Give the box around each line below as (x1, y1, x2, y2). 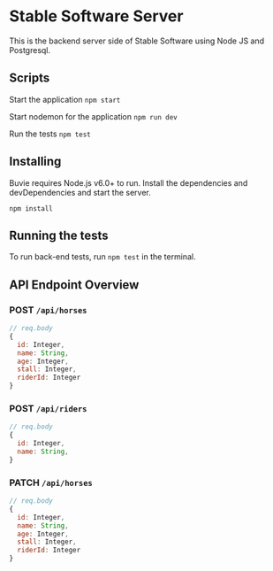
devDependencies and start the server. (9, 187, 152, 197)
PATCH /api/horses (9, 476, 93, 489)
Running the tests (9, 228, 109, 243)
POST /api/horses (9, 304, 87, 316)
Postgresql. (9, 44, 51, 55)
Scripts (9, 71, 50, 86)
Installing (9, 154, 62, 169)
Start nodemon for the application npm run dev (9, 111, 178, 121)
